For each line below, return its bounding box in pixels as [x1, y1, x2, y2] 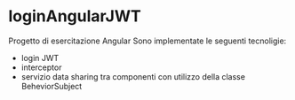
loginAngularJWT [8, 6, 141, 27]
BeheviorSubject [20, 81, 83, 91]
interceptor [20, 62, 62, 73]
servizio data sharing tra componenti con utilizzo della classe [20, 71, 246, 81]
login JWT [20, 52, 60, 63]
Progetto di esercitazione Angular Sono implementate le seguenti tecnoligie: [8, 35, 287, 46]
